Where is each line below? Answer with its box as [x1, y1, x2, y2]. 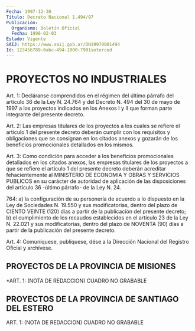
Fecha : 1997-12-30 [6, 8, 51, 15]
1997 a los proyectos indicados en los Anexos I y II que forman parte [6, 104, 173, 112]
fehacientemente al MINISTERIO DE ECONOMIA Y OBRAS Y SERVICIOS [6, 171, 180, 178]
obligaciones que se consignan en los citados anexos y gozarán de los [6, 135, 178, 142]
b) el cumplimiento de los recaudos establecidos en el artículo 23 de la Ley [6, 214, 188, 221]
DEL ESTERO [6, 303, 54, 313]
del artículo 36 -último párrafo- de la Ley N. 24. [6, 183, 122, 191]
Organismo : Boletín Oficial [11, 25, 81, 31]
